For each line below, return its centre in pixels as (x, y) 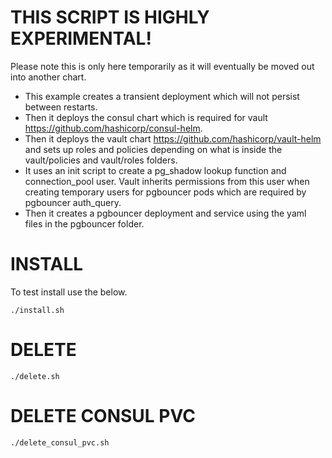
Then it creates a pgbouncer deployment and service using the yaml (165, 213)
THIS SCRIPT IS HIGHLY (110, 17)
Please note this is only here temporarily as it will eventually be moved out (162, 66)
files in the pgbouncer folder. (84, 223)
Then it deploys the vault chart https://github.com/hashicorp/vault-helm (173, 138)
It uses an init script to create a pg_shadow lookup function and (155, 170)
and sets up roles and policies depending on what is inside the (153, 149)
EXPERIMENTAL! (81, 38)
